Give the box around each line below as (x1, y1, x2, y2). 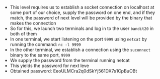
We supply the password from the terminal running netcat (10, 57, 130, 63)
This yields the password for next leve (10, 62, 89, 68)
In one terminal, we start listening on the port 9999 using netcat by (10, 36, 147, 42)
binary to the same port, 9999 (10, 52, 70, 58)
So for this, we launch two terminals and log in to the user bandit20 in (10, 25, 154, 31)
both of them (10, 31, 37, 36)
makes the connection (10, 20, 56, 26)
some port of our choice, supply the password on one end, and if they (10, 9, 155, 15)
